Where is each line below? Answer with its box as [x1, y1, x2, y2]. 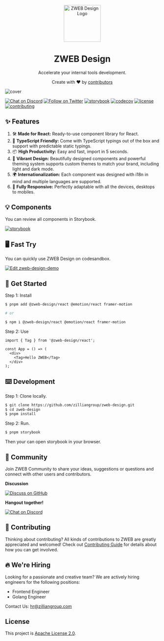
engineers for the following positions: [5, 579, 80, 585]
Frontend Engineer [12, 589, 50, 594]
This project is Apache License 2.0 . [5, 630, 76, 636]
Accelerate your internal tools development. [38, 70, 126, 75]
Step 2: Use [5, 328, 29, 334]
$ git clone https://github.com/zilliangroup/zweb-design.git [5, 403, 135, 407]
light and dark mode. [12, 166, 54, 172]
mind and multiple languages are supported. [12, 178, 102, 184]
